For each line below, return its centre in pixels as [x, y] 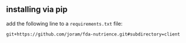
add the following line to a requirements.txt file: [64, 23]
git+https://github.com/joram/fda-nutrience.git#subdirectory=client [93, 34]
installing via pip [37, 10]
